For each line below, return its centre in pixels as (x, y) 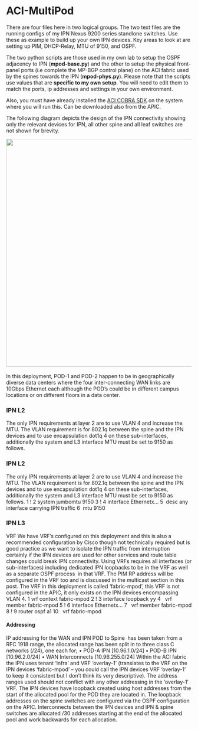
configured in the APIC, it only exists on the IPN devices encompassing (92, 593)
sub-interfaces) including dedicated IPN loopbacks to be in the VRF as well (97, 567)
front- (184, 64)
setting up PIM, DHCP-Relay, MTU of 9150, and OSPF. (71, 46)
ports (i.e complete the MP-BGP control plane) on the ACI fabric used (105, 70)
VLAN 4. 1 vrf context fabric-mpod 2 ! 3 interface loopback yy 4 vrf (89, 598)
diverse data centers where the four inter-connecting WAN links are (88, 382)
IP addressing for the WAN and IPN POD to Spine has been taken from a (94, 638)
